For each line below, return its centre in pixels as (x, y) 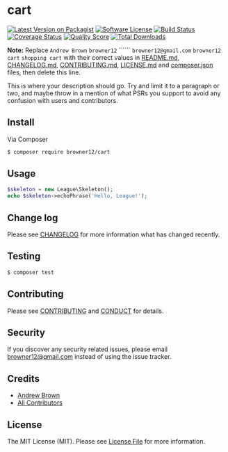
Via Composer (28, 139)
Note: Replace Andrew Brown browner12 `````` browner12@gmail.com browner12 (114, 50)
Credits (24, 379)
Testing (24, 256)
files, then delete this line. (44, 72)
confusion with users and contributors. (63, 100)
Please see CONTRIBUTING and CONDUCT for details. (85, 311)
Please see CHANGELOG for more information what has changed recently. (114, 234)
